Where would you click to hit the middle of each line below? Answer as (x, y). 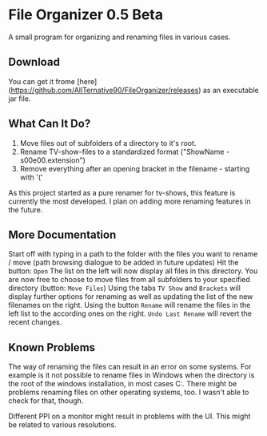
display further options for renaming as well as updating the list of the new (131, 297)
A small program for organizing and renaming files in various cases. (120, 37)
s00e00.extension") (53, 160)
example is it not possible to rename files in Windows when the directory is (132, 375)
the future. (26, 209)
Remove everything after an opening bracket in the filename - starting (135, 168)
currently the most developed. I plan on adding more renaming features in (130, 201)
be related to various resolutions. (63, 425)
